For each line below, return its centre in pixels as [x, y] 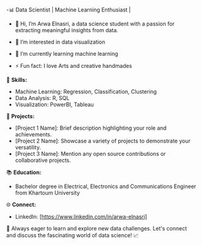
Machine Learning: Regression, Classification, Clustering [86, 92]
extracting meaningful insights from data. [66, 30]
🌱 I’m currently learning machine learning [66, 54]
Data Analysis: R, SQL [42, 98]
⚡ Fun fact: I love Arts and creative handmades [73, 66]
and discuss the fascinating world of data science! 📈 [73, 235]
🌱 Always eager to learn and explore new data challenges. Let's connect [97, 228]
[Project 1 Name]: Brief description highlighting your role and [91, 128]
